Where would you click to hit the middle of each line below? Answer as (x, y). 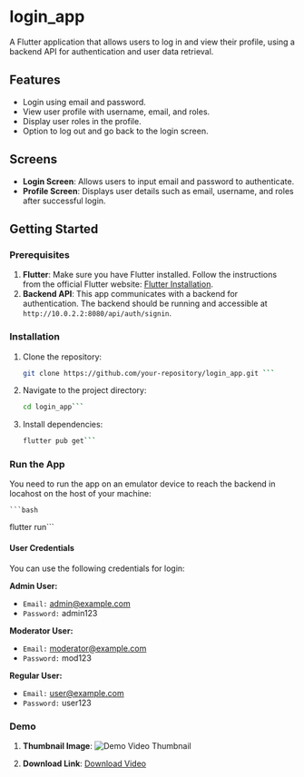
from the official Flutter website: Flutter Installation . (118, 284)
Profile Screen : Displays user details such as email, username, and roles (158, 191)
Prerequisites (39, 254)
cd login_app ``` (53, 407)
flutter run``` (32, 527)
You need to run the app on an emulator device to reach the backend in (142, 484)
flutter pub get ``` (59, 441)
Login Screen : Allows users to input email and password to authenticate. (158, 181)
